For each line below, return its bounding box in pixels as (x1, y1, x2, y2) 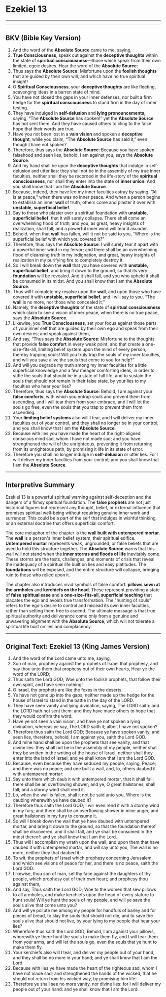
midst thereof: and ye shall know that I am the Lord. (12, 834, 117, 840)
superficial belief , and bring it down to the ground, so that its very (12, 267, 148, 273)
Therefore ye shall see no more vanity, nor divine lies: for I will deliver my (12, 981, 161, 987)
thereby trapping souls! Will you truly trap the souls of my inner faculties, (12, 351, 161, 357)
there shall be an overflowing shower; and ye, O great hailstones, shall (12, 781, 156, 787)
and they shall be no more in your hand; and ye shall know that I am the (12, 955, 158, 961)
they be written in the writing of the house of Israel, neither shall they (12, 750, 153, 756)
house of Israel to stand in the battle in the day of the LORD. (12, 697, 134, 703)
